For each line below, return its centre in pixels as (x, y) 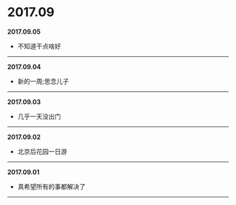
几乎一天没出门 (39, 116)
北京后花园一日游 (42, 151)
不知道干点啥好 (39, 46)
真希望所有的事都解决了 (51, 186)
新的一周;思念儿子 (43, 81)
